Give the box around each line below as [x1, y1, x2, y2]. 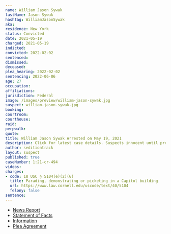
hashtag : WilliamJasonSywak [5, 17, 65, 22]
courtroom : [5, 112, 28, 118]
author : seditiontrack [5, 145, 53, 151]
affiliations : [5, 88, 36, 93]
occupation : [5, 83, 31, 88]
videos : [5, 164, 22, 169]
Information [12, 218, 37, 224]
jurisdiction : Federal [5, 93, 53, 98]
